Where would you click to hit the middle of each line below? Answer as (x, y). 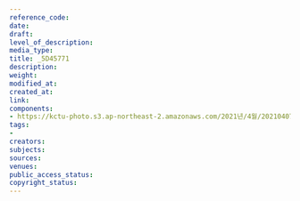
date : (19, 26)
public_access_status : (51, 174)
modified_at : (33, 84)
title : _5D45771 (39, 59)
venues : (24, 166)
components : (31, 109)
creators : (28, 141)
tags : (19, 125)
